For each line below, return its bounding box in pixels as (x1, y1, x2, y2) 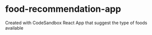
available (5, 25, 24, 31)
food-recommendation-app (5, 3, 121, 15)
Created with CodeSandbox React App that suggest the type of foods (5, 20, 148, 26)
